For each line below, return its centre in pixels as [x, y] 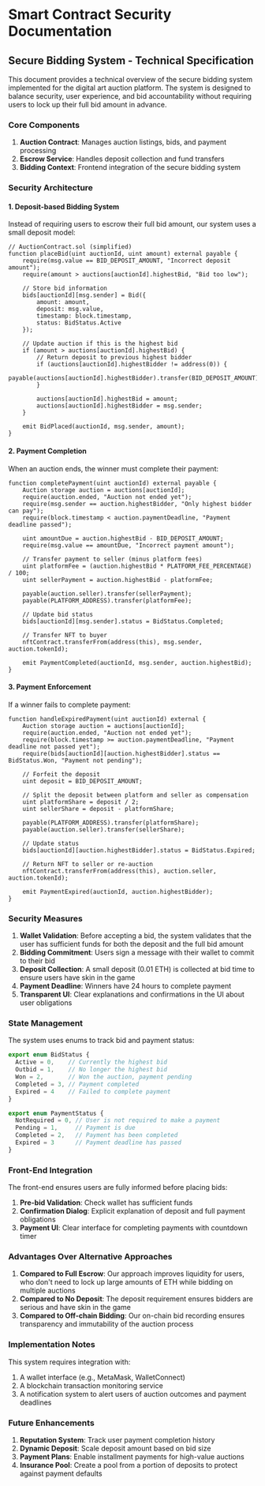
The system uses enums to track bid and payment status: [101, 1041]
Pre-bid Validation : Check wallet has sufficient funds [106, 1203]
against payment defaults [61, 1473]
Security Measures [45, 918]
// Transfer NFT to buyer [65, 635]
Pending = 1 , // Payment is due [75, 1128]
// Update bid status [58, 614]
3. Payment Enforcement [50, 687]
